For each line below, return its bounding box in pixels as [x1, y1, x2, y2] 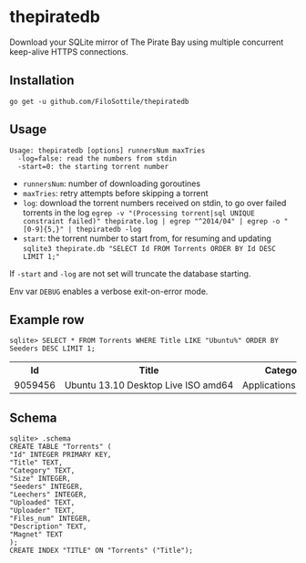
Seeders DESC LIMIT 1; [9, 344, 96, 353]
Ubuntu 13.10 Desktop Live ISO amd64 [64, 379, 234, 391]
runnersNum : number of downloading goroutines [22, 178, 201, 189]
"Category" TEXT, [9, 466, 76, 475]
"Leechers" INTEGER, [9, 490, 88, 499]
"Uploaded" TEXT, [9, 498, 76, 507]
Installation [9, 73, 75, 89]
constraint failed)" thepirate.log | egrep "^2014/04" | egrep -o [22, 216, 280, 225]
